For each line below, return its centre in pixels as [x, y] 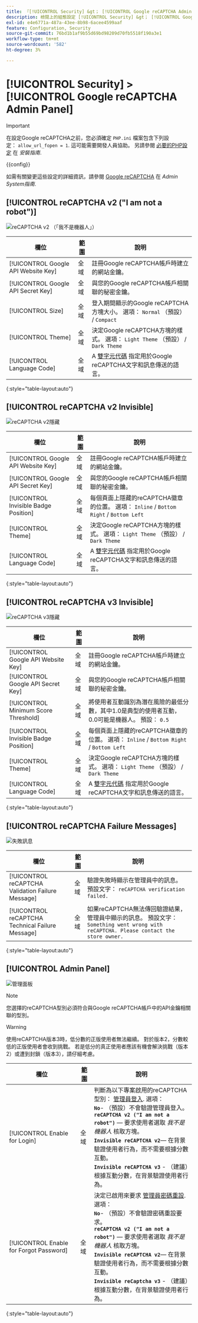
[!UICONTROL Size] [36, 311]
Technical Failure [33, 925]
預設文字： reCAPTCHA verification [136, 889]
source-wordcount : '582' [37, 45]
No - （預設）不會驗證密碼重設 [135, 1213]
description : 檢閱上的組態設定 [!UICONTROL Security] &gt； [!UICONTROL [93, 17]
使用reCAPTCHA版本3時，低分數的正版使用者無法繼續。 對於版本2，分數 [95, 1039]
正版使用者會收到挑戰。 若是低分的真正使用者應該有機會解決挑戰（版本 [102, 1046]
